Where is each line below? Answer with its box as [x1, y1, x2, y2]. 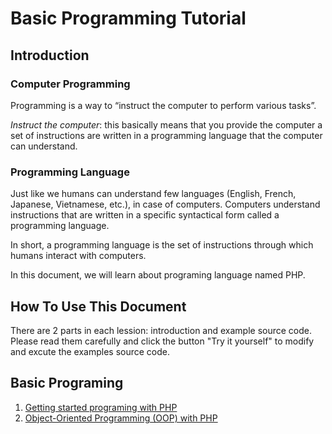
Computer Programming [10, 77, 131, 91]
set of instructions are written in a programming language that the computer [10, 129, 323, 141]
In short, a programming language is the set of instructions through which [10, 239, 314, 251]
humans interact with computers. [10, 250, 147, 262]
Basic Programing [10, 375, 124, 392]
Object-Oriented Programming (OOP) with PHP [24, 412, 218, 424]
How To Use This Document [10, 298, 187, 315]
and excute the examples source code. [10, 345, 171, 357]
